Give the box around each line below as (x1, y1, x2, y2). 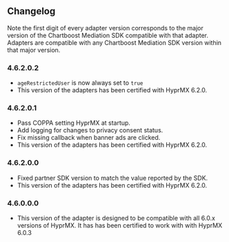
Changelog (7, 6, 56, 17)
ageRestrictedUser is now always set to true (17, 79, 143, 87)
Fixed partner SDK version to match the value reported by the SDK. (17, 174, 208, 182)
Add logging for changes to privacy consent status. (17, 126, 163, 134)
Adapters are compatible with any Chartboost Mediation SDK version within (7, 38, 222, 47)
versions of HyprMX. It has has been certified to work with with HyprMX (17, 221, 223, 230)
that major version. (7, 46, 61, 54)
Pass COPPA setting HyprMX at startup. (17, 119, 131, 127)
